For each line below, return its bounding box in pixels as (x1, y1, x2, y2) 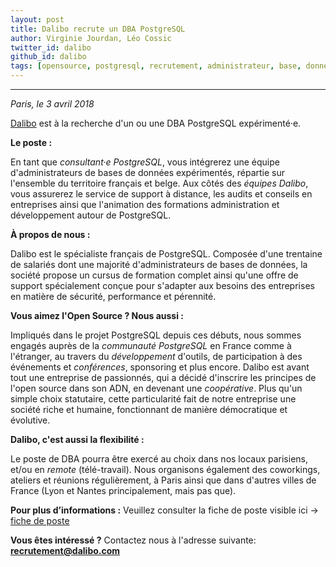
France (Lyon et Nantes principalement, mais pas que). (10, 485, 237, 496)
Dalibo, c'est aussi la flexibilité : (10, 434, 145, 445)
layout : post (10, 14, 65, 25)
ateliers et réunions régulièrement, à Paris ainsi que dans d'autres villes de (10, 474, 317, 486)
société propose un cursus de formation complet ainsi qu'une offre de (10, 269, 299, 281)
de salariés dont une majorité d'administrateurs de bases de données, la (10, 259, 308, 270)
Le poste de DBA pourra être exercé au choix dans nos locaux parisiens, (10, 453, 308, 465)
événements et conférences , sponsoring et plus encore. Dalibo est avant (10, 361, 310, 373)
